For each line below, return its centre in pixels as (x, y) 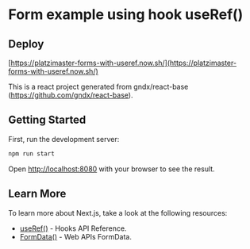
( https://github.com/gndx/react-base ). (71, 95)
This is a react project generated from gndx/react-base (98, 86)
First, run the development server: (64, 139)
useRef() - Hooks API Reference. (73, 228)
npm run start (32, 153)
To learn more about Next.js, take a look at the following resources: (118, 213)
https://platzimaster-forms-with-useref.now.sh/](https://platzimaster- (123, 63)
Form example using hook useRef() (126, 15)
